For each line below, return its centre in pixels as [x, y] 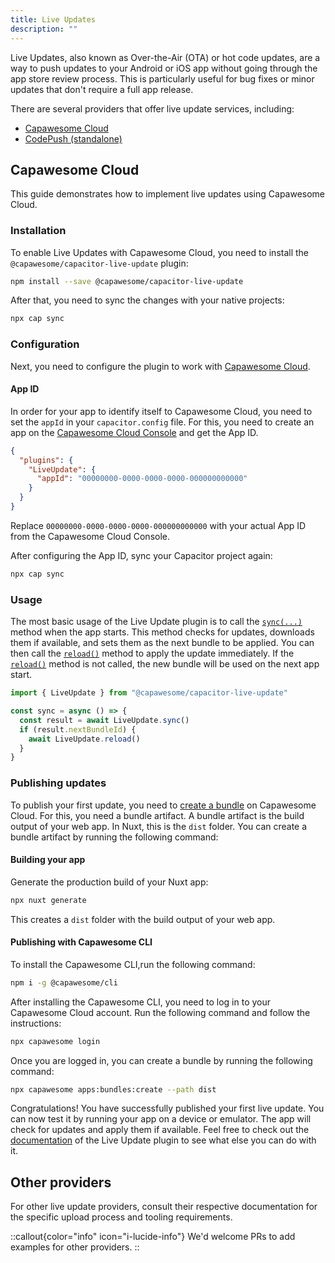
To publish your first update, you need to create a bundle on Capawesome [163, 805]
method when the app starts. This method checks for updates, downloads [162, 632]
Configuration [45, 344]
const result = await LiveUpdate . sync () [104, 720]
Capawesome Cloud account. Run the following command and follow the [160, 1012]
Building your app [48, 860]
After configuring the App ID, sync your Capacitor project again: [141, 555]
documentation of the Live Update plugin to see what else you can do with [163, 1140]
